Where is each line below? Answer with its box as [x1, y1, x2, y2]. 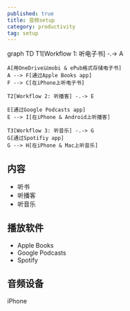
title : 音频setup [7, 17, 55, 24]
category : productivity [7, 23, 76, 30]
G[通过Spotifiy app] [7, 135, 64, 142]
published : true [7, 10, 54, 17]
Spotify [17, 255, 38, 264]
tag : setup [7, 29, 39, 37]
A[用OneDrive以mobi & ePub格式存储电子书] [7, 65, 122, 72]
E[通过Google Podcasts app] [7, 106, 86, 113]
